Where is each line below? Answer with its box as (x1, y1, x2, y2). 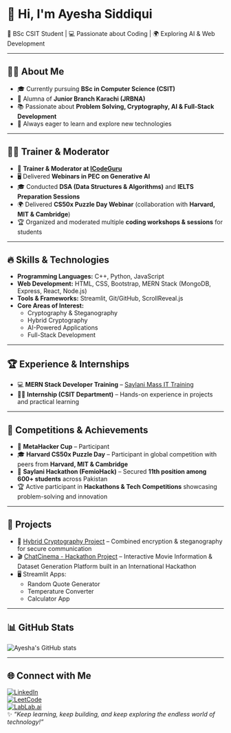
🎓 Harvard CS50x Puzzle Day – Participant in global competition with (16, 450, 217, 458)
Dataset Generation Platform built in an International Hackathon (16, 562, 197, 570)
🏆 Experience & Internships (7, 358, 129, 370)
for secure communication (16, 544, 92, 552)
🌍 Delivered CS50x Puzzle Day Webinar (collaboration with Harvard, (16, 200, 215, 208)
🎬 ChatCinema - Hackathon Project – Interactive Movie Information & (16, 552, 213, 561)
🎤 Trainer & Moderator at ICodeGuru (16, 164, 122, 172)
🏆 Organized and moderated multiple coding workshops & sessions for (16, 217, 223, 226)
